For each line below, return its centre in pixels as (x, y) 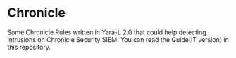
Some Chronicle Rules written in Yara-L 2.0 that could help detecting (107, 32)
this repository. (29, 47)
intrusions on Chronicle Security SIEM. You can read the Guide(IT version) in (118, 39)
